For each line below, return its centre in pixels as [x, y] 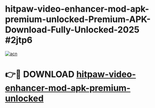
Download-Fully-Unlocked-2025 [72, 30]
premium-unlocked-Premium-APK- [78, 19]
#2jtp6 [19, 40]
